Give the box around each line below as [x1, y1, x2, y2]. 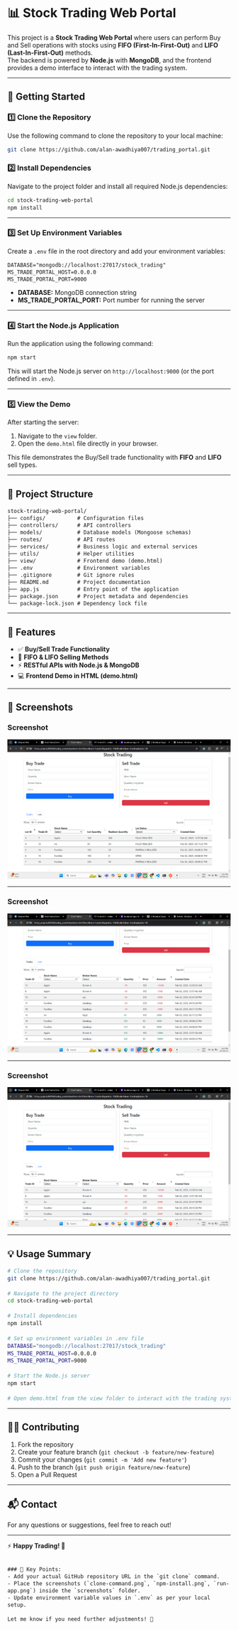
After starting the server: [7, 418, 79, 426]
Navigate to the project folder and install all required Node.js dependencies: [7, 182, 228, 190]
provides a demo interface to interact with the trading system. [7, 63, 188, 72]
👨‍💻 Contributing [7, 1421, 80, 1433]
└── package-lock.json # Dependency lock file [7, 600, 147, 608]
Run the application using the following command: [7, 340, 154, 348]
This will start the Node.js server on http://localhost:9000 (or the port [7, 367, 215, 376]
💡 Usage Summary [7, 1248, 91, 1260]
